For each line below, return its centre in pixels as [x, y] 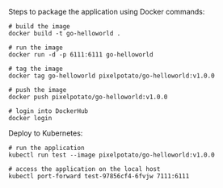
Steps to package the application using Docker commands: [107, 12]
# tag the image [36, 69]
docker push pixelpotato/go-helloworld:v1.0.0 [88, 97]
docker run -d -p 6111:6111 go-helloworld [81, 55]
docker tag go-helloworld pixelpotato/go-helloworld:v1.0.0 [112, 76]
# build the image [39, 27]
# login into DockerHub [48, 111]
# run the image [36, 48]
